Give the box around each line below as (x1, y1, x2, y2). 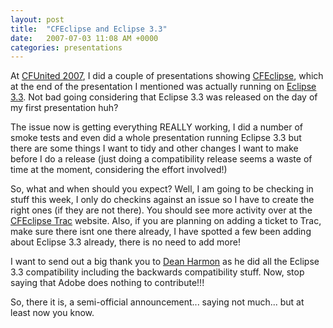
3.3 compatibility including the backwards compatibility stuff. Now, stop (10, 266, 305, 278)
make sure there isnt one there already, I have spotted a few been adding (10, 226, 312, 238)
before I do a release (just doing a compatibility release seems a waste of (10, 153, 313, 165)
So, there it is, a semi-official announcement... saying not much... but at (10, 296, 305, 308)
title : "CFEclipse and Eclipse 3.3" (10, 24, 168, 34)
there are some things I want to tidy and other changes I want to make (10, 142, 299, 155)
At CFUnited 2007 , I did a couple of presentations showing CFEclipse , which (10, 70, 324, 82)
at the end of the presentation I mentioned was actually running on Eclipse (10, 81, 317, 93)
